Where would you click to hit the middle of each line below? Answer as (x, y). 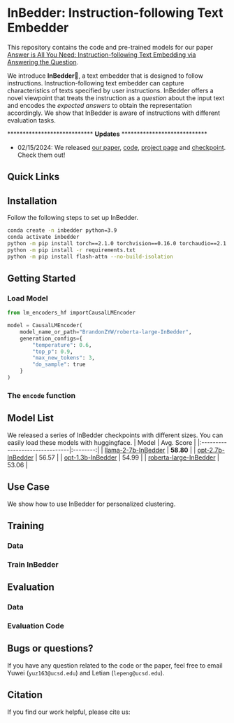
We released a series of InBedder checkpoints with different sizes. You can (115, 435)
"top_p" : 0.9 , (53, 352)
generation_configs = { (51, 338)
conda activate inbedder (43, 237)
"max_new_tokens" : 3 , (64, 358)
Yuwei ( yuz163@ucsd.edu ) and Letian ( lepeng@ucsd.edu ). (86, 673)
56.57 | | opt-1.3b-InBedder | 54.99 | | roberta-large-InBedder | (129, 457)
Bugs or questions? (50, 648)
